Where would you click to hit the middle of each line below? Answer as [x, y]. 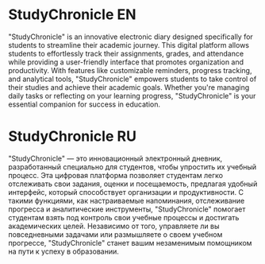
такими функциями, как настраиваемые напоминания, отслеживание [127, 200]
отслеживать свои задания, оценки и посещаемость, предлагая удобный [133, 184]
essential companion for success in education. [84, 104]
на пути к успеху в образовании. [63, 251]
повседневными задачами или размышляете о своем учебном [115, 234]
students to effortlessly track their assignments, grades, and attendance [126, 53]
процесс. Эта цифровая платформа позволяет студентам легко [116, 175]
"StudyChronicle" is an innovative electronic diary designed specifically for [131, 37]
